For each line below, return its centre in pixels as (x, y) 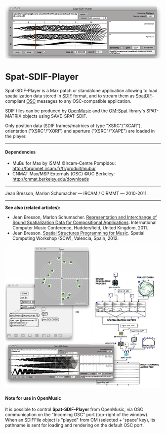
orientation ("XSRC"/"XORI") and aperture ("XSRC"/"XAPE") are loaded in (80, 131)
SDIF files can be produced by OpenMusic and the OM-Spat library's (75, 111)
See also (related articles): (33, 208)
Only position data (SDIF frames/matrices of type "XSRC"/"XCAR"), (74, 126)
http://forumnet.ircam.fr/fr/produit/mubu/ (54, 168)
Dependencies (21, 152)
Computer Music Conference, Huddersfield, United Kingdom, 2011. (80, 227)
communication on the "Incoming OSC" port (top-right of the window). (77, 414)
